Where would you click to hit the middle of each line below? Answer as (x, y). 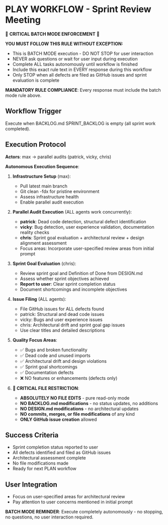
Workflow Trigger (33, 111)
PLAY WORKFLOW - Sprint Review (78, 9)
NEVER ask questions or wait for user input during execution (75, 58)
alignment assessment (43, 243)
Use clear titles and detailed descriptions (62, 330)
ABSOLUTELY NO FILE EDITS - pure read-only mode (75, 398)
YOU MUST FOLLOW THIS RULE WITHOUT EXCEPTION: (64, 43)
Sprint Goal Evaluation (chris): (44, 264)
